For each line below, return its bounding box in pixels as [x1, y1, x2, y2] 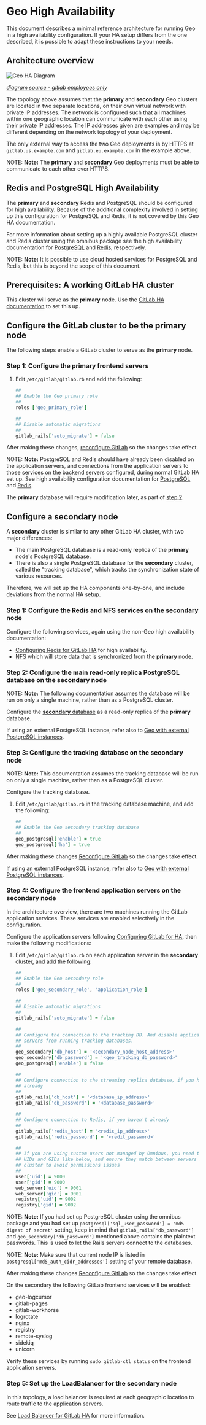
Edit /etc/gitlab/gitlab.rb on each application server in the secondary [15, 951, 198, 958]
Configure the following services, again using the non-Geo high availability [6, 627, 195, 635]
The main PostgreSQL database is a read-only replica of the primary [15, 546, 189, 554]
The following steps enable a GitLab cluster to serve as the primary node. [6, 346, 193, 354]
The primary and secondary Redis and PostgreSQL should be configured [6, 199, 193, 206]
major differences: [6, 534, 53, 542]
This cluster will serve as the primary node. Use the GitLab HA [6, 296, 164, 303]
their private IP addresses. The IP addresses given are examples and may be [6, 122, 200, 129]
